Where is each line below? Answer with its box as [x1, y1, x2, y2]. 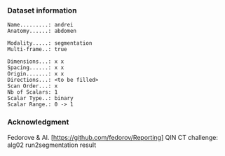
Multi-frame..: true [7, 46, 68, 53]
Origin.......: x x [7, 71, 64, 78]
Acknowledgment [7, 118, 69, 127]
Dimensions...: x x [7, 58, 64, 65]
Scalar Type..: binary [7, 95, 74, 102]
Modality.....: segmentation [7, 40, 93, 47]
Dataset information [7, 6, 77, 15]
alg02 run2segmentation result [7, 141, 97, 149]
